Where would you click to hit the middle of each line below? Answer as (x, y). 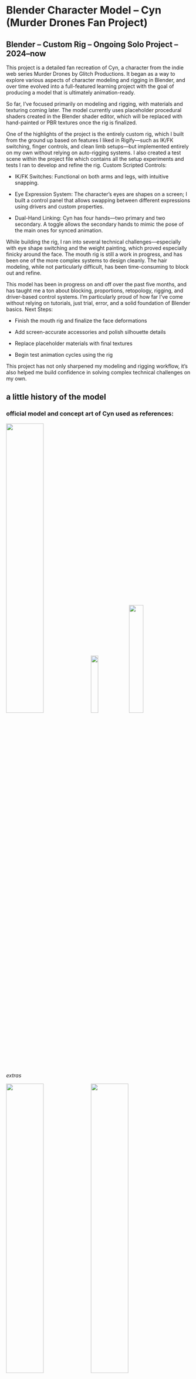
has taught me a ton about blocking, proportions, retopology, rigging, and (95, 290)
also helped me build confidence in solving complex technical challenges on (98, 372)
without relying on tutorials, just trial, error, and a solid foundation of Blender (98, 303)
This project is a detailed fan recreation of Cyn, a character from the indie (95, 67)
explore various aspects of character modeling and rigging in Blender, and (96, 80)
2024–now (26, 53)
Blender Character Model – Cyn (84, 10)
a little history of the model (56, 397)
